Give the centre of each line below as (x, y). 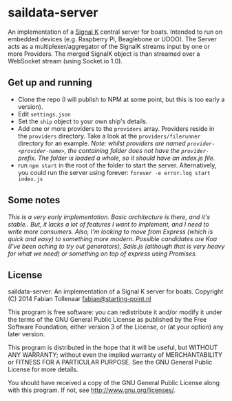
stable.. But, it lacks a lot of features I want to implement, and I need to (108, 224)
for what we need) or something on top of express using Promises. (103, 254)
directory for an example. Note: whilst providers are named (102, 143)
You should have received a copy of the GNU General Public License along (114, 383)
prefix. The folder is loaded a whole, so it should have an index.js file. (116, 158)
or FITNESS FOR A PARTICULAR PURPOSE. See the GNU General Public (110, 362)
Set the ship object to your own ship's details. (83, 121)
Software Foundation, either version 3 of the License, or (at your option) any (116, 327)
